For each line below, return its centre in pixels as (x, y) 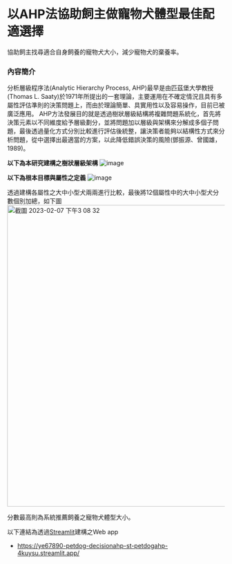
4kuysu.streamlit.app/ (48, 553)
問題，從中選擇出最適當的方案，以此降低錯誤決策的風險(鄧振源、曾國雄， (117, 140)
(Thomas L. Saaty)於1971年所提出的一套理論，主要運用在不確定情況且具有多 (115, 97)
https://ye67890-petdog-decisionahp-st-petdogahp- (93, 546)
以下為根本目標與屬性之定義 (47, 178)
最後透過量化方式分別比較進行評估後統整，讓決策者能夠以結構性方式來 (119, 131)
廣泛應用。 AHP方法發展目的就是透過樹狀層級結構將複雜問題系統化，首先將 (114, 114)
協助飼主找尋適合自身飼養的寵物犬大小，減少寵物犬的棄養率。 (95, 52)
